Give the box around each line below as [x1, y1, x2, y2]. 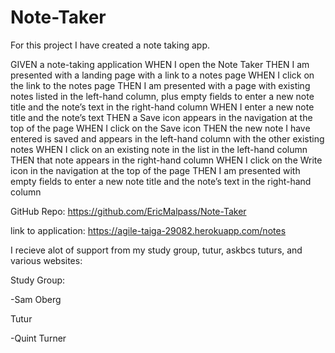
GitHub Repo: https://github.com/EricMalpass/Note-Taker [10, 205, 247, 217]
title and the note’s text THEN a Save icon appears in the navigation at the [10, 111, 313, 123]
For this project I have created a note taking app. [10, 39, 211, 51]
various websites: [10, 254, 83, 266]
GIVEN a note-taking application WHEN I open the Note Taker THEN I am [10, 58, 310, 70]
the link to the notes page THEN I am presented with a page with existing [10, 79, 311, 91]
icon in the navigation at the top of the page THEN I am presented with [10, 164, 301, 176]
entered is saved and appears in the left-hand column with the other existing [10, 132, 325, 145]
